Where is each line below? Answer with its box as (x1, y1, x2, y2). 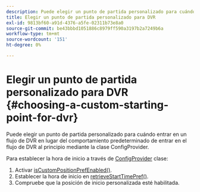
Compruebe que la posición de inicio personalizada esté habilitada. (14, 179, 180, 186)
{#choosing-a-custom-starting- (6, 98, 169, 112)
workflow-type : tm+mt (6, 31, 60, 37)
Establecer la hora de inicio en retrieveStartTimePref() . (14, 172, 149, 179)
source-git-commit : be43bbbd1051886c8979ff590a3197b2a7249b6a (6, 25, 164, 32)
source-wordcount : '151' (6, 36, 68, 42)
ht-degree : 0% (6, 42, 42, 48)
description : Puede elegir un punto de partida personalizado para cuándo (6, 8, 196, 15)
